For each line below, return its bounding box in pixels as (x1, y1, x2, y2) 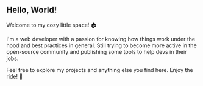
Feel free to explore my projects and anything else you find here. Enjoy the (6, 66, 193, 73)
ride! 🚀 (6, 73, 23, 80)
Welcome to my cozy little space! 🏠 (6, 21, 98, 28)
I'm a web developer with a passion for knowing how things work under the (6, 35, 196, 42)
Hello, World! (6, 5, 57, 15)
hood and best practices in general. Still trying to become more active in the (6, 42, 197, 49)
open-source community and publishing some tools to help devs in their (6, 48, 187, 55)
